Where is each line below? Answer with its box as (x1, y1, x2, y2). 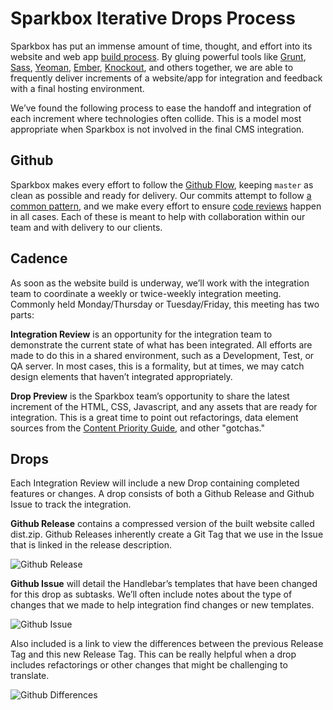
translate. (10, 670, 50, 682)
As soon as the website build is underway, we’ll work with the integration (10, 277, 310, 289)
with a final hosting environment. (10, 82, 145, 94)
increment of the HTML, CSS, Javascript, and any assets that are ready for (10, 400, 318, 412)
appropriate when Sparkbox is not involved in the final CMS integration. (10, 123, 305, 135)
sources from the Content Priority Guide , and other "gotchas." (10, 422, 266, 434)
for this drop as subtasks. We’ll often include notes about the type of (10, 588, 293, 601)
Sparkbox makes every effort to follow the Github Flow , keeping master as (10, 178, 314, 191)
